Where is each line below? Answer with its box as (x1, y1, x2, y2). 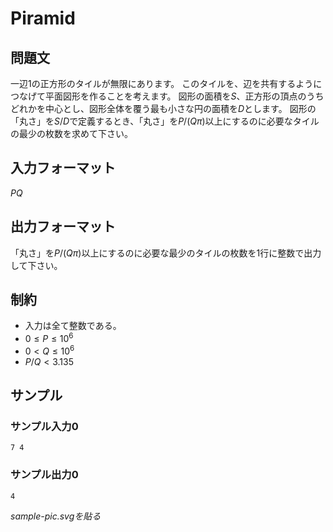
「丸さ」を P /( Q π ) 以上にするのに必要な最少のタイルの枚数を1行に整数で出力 (10, 247, 322, 259)
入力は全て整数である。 (24, 320, 122, 332)
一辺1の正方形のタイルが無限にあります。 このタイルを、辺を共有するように (10, 78, 323, 89)
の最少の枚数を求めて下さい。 (10, 128, 133, 139)
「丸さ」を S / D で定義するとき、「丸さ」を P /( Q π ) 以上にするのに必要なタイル (10, 115, 320, 127)
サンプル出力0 (10, 468, 79, 482)
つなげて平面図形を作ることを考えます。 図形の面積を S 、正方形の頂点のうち (10, 90, 325, 102)
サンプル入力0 (10, 420, 79, 434)
